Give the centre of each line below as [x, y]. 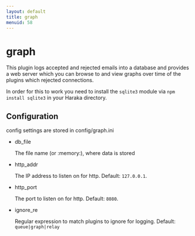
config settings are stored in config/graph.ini [60, 130]
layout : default [26, 11]
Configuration [32, 116]
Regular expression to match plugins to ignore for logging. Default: [95, 221]
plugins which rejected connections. [50, 80]
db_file [23, 142]
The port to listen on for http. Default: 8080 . [66, 199]
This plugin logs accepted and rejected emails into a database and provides [97, 68]
